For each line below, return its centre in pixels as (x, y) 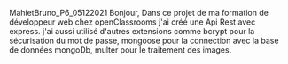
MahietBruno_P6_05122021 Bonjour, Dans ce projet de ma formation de (139, 13)
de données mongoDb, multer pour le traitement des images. (121, 50)
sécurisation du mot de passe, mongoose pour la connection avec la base (144, 40)
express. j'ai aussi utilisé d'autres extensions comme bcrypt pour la (132, 31)
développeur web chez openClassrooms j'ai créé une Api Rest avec (132, 22)
